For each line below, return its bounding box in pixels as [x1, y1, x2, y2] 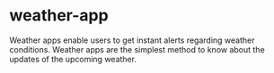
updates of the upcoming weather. [9, 53, 137, 64]
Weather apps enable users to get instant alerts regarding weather [9, 35, 255, 45]
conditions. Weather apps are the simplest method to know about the [9, 44, 265, 54]
